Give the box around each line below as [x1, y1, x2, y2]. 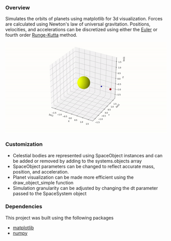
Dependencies [5, 203, 42, 210]
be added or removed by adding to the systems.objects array [12, 158, 142, 164]
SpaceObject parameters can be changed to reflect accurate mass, [12, 163, 155, 170]
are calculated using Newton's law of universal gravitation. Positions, [5, 21, 151, 27]
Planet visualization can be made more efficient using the [12, 174, 134, 180]
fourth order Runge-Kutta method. [5, 32, 78, 38]
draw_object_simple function [12, 179, 74, 185]
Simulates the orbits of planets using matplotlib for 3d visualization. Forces [5, 16, 163, 22]
